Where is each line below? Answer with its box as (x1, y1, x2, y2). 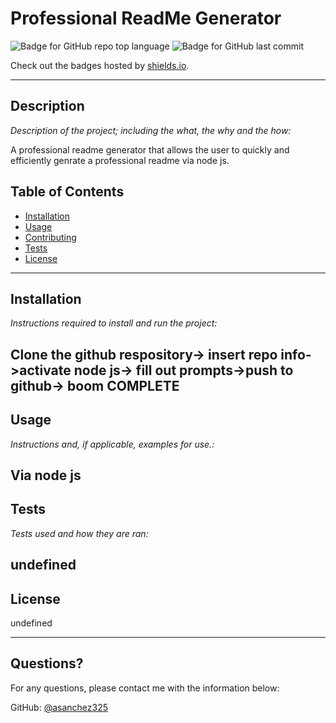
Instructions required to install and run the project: (10, 317, 218, 329)
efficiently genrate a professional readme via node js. (10, 154, 230, 166)
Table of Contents (10, 183, 125, 201)
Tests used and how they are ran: (10, 527, 149, 539)
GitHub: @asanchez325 (10, 701, 109, 713)
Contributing (24, 231, 77, 243)
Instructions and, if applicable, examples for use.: (10, 438, 215, 450)
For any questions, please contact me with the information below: (10, 682, 280, 694)
